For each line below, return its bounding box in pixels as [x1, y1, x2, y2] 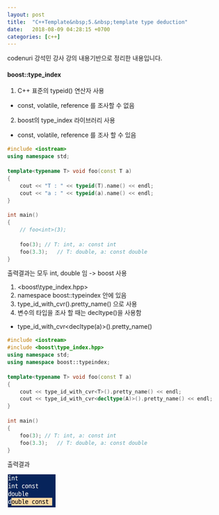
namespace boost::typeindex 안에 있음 [17, 291, 127, 300]
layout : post [7, 11, 45, 18]
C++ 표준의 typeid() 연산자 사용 [17, 87, 104, 95]
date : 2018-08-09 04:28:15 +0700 [7, 26, 111, 33]
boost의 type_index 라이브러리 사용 [17, 116, 116, 124]
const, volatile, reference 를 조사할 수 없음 [17, 101, 135, 110]
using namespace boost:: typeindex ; [7, 359, 111, 366]
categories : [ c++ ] [7, 33, 60, 40]
